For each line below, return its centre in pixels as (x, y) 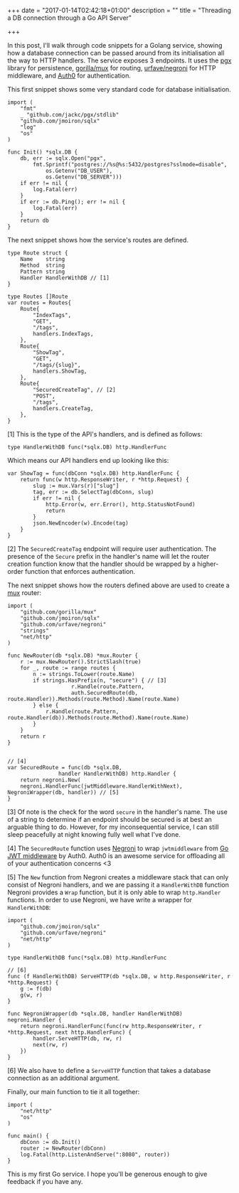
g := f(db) (36, 989)
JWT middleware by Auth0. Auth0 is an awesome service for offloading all (116, 856)
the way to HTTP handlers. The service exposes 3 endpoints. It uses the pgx (119, 60)
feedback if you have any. (45, 1182)
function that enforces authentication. (80, 571)
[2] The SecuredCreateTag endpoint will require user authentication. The (112, 549)
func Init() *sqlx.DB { (43, 152)
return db (35, 220)
